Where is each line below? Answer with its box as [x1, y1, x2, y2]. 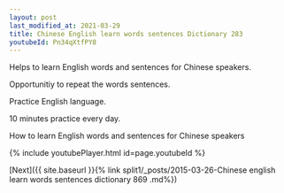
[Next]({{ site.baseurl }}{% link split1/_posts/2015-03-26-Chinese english [9, 165, 276, 175]
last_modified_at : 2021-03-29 [9, 21, 121, 30]
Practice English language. [9, 96, 106, 107]
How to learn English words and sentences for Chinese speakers [9, 130, 245, 142]
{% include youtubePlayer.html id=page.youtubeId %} [9, 148, 206, 158]
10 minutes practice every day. [9, 113, 121, 124]
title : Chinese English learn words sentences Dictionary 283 [9, 29, 243, 38]
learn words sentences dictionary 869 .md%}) [9, 174, 178, 185]
